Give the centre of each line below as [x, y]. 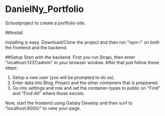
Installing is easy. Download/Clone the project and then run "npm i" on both [82, 42]
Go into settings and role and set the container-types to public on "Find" [86, 88]
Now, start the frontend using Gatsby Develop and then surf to [69, 103]
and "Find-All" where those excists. [48, 93]
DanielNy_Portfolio [44, 9]
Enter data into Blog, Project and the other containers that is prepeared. [85, 83]
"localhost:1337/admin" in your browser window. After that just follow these [82, 62]
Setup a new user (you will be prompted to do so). [64, 77]
